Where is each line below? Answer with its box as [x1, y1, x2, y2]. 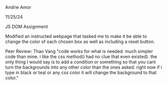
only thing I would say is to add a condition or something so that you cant [5, 59, 156, 64]
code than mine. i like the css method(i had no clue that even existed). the [5, 53, 157, 59]
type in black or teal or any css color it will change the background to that [5, 69, 157, 75]
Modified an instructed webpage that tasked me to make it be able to [5, 33, 147, 39]
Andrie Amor [5, 4, 31, 10]
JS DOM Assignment [5, 23, 48, 29]
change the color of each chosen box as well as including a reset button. [5, 38, 155, 44]
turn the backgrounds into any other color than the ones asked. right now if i [5, 64, 162, 70]
